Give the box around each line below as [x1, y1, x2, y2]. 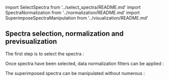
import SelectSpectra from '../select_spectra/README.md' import [5, 5, 141, 10]
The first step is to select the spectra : [5, 50, 84, 57]
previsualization [5, 37, 57, 46]
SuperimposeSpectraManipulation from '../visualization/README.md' [5, 15, 148, 21]
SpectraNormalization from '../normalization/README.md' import [5, 10, 140, 16]
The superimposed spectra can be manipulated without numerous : [5, 70, 145, 76]
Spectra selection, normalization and [5, 30, 124, 38]
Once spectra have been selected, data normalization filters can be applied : [5, 60, 164, 66]
